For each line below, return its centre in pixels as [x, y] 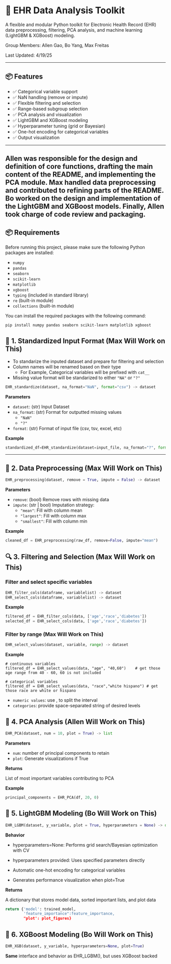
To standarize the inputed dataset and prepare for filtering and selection [88, 361]
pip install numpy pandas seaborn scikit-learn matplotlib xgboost [78, 325]
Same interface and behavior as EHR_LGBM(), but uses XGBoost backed [81, 956]
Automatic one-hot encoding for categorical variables [69, 870]
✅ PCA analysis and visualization [47, 114]
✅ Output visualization [36, 137]
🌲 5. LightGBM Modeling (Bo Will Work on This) [81, 813]
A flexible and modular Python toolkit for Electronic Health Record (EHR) [81, 24]
